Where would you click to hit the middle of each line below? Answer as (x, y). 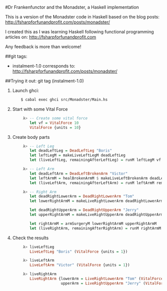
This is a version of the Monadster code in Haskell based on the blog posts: (83, 17)
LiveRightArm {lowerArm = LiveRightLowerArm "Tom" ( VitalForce (96, 279)
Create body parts (31, 137)
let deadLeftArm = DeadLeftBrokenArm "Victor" (79, 174)
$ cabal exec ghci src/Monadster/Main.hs (64, 99)
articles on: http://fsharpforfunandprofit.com (51, 37)
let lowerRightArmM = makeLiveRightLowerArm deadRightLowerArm (96, 201)
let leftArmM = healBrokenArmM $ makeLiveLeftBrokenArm (89, 178)
